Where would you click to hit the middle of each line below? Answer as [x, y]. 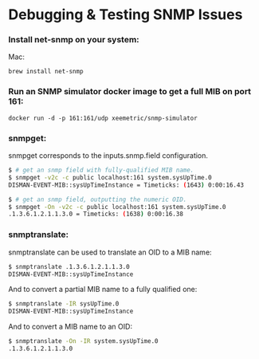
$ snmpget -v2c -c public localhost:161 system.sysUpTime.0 [110, 177]
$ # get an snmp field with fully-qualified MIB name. [101, 170]
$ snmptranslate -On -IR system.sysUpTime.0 [83, 341]
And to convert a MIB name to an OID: [71, 327]
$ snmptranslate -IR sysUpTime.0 [64, 304]
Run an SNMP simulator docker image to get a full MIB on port [130, 92]
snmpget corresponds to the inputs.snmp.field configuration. [108, 156]
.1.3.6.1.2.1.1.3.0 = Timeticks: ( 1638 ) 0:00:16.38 [96, 214]
